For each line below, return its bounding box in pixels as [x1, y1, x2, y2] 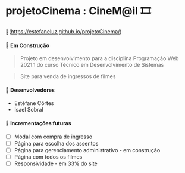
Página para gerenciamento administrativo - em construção [14, 146, 161, 153]
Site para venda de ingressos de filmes [20, 73, 116, 80]
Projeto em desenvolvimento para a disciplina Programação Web [20, 55, 179, 62]
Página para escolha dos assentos [14, 140, 99, 147]
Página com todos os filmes [14, 153, 83, 160]
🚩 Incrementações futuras [5, 119, 72, 126]
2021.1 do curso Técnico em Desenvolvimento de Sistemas [20, 61, 164, 69]
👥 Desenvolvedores [5, 86, 55, 94]
